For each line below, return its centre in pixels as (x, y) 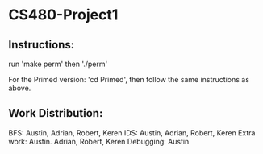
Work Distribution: (56, 113)
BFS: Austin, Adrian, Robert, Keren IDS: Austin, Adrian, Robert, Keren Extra (132, 133)
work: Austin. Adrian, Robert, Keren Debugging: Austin (99, 141)
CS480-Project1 (63, 15)
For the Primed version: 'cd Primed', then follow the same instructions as (129, 79)
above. (20, 88)
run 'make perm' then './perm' (58, 64)
